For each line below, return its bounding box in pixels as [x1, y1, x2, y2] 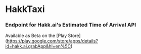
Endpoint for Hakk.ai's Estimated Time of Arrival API [5, 21, 136, 28]
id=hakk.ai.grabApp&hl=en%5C [5, 43, 71, 49]
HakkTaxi [5, 3, 45, 15]
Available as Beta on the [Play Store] [5, 32, 81, 38]
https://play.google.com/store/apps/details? [7, 38, 99, 44]
